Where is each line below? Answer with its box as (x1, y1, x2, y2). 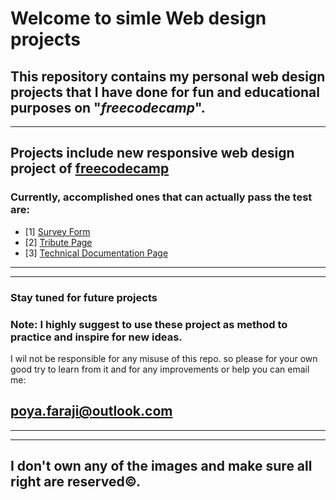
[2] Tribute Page (24, 236, 93, 248)
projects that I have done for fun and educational (10, 83, 320, 101)
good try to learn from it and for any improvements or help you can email (10, 363, 310, 375)
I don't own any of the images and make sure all (10, 458, 313, 475)
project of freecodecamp (10, 160, 170, 177)
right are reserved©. (10, 473, 142, 491)
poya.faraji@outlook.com (10, 403, 173, 420)
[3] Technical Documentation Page (24, 247, 169, 259)
